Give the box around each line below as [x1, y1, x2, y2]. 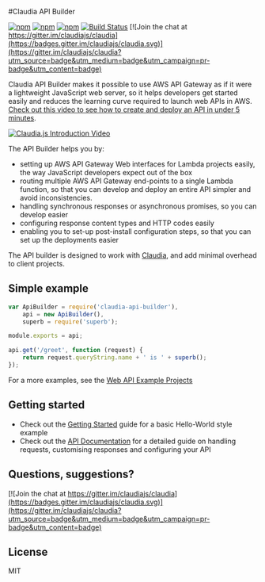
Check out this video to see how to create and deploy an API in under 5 [8, 105, 240, 114]
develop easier [19, 210, 69, 219]
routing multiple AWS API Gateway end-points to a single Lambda [19, 176, 233, 186]
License [8, 545, 48, 558]
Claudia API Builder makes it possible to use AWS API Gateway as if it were [8, 79, 252, 89]
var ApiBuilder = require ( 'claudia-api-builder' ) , [8, 303, 179, 311]
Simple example [8, 281, 89, 296]
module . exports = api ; [8, 332, 83, 340]
